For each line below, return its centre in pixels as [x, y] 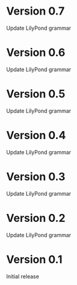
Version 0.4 [36, 136]
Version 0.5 [36, 94]
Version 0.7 [35, 11]
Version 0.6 [36, 53]
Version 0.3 [36, 177]
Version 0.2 [36, 218]
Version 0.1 [34, 259]
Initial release [23, 276]
